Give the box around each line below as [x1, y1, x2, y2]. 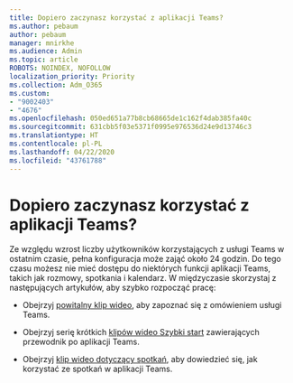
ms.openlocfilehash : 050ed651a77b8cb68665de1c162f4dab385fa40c [9, 114, 252, 123]
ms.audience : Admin [9, 47, 83, 56]
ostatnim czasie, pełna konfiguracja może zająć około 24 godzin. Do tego [9, 254, 282, 265]
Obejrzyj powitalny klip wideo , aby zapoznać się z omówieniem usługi [22, 300, 282, 311]
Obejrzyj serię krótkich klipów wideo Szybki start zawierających [22, 327, 260, 338]
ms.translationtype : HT [9, 131, 99, 140]
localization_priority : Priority [9, 72, 135, 81]
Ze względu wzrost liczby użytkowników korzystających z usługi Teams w [9, 244, 285, 255]
